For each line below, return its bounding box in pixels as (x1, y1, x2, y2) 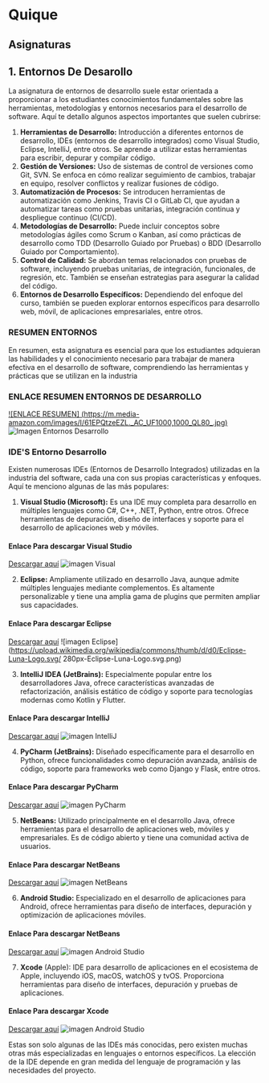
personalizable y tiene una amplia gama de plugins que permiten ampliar (19, 592, 261, 601)
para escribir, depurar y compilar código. (19, 153, 156, 162)
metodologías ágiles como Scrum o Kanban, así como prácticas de (19, 230, 242, 240)
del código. (19, 281, 58, 291)
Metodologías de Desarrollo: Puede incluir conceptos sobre (19, 221, 221, 231)
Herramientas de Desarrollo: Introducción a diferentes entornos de (19, 127, 244, 137)
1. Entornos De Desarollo (8, 64, 133, 78)
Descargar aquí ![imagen (8, 637, 91, 646)
